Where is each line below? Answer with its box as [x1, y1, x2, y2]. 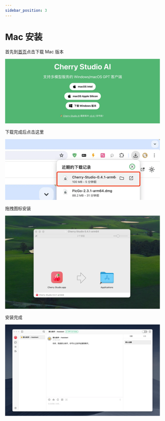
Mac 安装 [5, 31, 43, 42]
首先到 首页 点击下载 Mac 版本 [5, 48, 64, 54]
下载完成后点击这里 [5, 129, 44, 135]
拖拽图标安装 [5, 205, 31, 212]
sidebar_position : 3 [5, 8, 48, 13]
